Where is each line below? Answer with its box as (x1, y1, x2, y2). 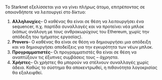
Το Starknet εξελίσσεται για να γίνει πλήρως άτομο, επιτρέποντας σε (5, 4, 145, 10)
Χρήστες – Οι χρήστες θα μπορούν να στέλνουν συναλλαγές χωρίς (12, 60, 149, 65)
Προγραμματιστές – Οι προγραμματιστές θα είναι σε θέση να (12, 49, 137, 55)
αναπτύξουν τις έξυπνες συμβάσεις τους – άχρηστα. (12, 54, 119, 60)
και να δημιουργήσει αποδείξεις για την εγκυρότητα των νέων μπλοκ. (12, 44, 153, 50)
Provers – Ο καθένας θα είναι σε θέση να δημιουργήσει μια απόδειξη (12, 39, 151, 45)
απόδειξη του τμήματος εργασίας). (12, 34, 83, 40)
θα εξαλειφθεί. (12, 70, 43, 75)
